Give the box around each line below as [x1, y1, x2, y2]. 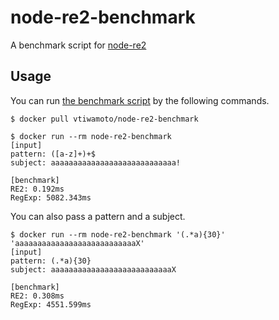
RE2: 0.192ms [10, 184, 65, 194]
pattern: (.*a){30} [10, 256, 92, 266]
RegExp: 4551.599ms [10, 299, 92, 310]
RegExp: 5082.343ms [10, 192, 92, 203]
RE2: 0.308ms [10, 291, 65, 301]
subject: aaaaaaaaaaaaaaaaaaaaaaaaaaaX [10, 264, 177, 275]
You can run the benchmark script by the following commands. [10, 94, 270, 106]
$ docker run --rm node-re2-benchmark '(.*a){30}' [10, 229, 226, 240]
